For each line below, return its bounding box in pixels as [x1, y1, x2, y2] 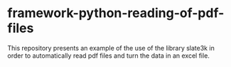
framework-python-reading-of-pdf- [7, 5, 225, 21]
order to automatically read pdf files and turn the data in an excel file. [7, 51, 210, 60]
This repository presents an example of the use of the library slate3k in [7, 43, 215, 52]
